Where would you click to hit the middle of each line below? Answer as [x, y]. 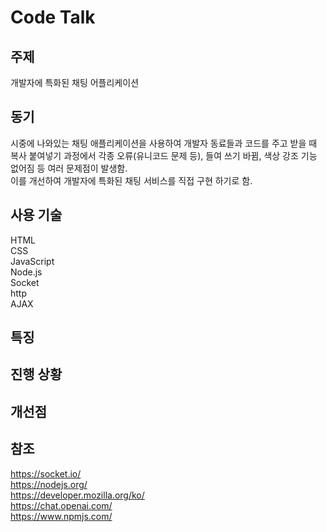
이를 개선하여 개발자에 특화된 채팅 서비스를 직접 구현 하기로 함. [131, 180]
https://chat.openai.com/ [61, 505]
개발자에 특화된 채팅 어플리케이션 [75, 82]
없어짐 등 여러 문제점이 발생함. [69, 168]
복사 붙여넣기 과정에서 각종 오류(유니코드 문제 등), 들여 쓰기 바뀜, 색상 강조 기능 [164, 155]
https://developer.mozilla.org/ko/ [77, 495]
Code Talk [53, 17]
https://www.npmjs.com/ [61, 516]
